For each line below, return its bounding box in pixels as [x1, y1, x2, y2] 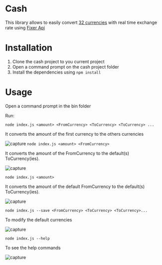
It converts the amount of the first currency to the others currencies [5, 131, 144, 137]
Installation [5, 42, 53, 54]
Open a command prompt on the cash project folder [12, 64, 119, 70]
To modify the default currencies [5, 217, 72, 223]
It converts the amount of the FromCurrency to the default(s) [5, 150, 129, 156]
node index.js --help [5, 236, 50, 241]
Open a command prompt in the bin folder [5, 103, 91, 109]
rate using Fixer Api [5, 24, 45, 30]
